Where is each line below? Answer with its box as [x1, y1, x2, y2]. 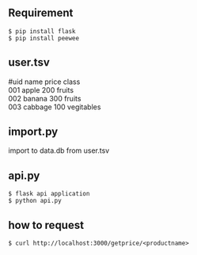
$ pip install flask [8, 27, 77, 35]
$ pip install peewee [8, 34, 80, 42]
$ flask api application [8, 190, 90, 198]
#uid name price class [8, 77, 81, 86]
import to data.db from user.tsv [8, 146, 110, 155]
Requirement [8, 6, 74, 20]
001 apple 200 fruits [8, 85, 74, 94]
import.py [8, 125, 59, 139]
